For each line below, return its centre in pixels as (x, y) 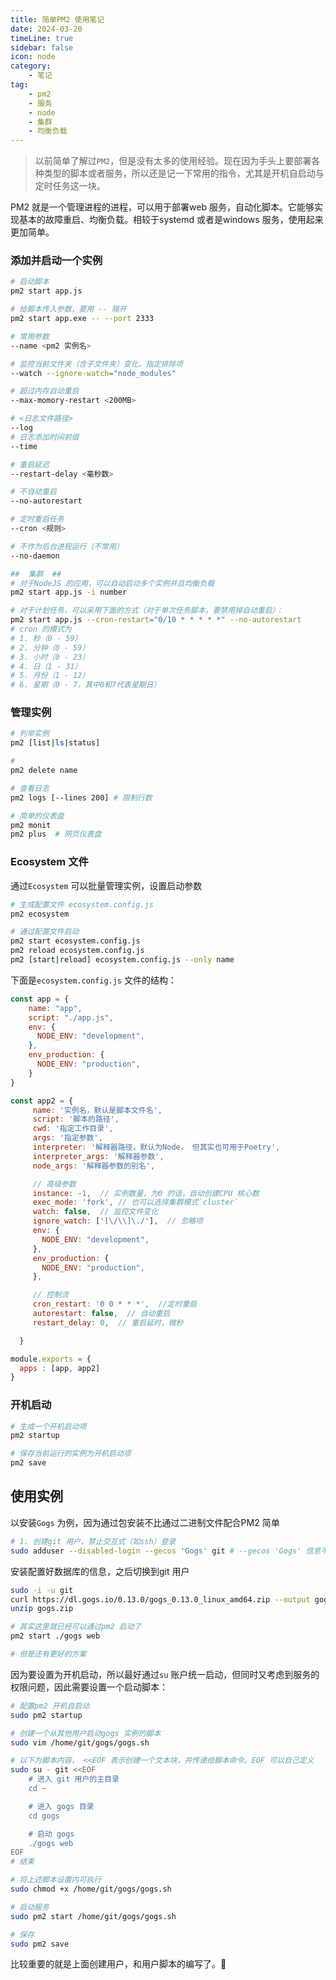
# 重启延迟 (30, 464)
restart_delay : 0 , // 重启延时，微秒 (108, 1322)
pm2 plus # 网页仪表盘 (56, 834)
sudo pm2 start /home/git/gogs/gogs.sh (93, 1916)
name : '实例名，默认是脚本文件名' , (97, 1110)
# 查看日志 (30, 788)
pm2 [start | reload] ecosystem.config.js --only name (122, 960)
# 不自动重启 (33, 492)
